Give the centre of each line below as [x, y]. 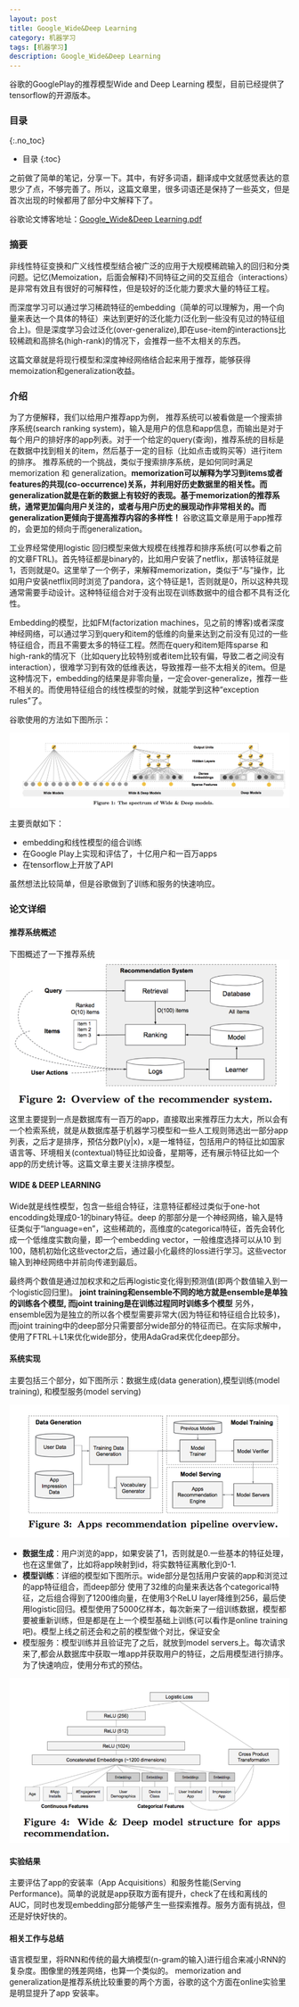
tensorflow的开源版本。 [53, 96]
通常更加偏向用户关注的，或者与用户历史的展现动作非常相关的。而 [145, 507]
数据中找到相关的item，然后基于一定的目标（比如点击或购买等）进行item [149, 451]
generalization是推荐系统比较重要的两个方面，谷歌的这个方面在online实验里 [148, 1982]
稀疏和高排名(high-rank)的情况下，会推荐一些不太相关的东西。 [131, 340]
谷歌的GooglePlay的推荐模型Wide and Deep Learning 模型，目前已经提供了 [147, 84]
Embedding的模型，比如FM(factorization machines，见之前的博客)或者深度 [147, 623]
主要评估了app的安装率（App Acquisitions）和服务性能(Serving [125, 1883]
